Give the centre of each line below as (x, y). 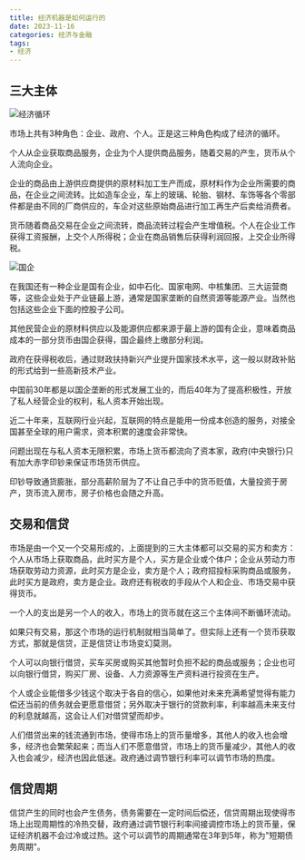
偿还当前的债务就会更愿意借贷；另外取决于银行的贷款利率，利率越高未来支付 (152, 704)
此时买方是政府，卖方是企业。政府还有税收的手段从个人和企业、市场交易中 (148, 581)
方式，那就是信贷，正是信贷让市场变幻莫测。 (93, 643)
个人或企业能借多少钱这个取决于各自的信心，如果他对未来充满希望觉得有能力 (152, 693)
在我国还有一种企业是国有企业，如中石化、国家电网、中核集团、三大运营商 (148, 286)
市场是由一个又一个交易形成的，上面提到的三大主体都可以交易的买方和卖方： (152, 547)
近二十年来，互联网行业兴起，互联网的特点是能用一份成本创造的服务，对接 (148, 420)
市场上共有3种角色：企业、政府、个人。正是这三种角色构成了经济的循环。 (147, 133)
